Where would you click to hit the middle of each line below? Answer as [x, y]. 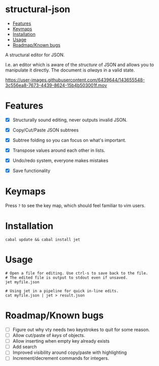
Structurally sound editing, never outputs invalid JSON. [70, 120]
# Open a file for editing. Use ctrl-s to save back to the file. [77, 273]
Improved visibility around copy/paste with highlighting [70, 353]
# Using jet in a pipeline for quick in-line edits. [62, 291]
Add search [25, 347]
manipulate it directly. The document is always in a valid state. [70, 70]
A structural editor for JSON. [35, 55]
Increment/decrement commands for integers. [61, 358]
